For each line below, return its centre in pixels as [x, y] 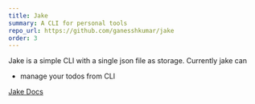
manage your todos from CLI [68, 76]
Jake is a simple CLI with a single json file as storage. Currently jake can [128, 61]
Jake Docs [26, 92]
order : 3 [23, 38]
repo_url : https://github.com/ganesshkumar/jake [91, 30]
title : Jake [28, 16]
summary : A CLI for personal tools [68, 23]
